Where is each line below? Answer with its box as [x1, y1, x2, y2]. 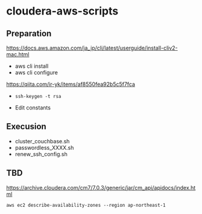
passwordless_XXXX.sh [14, 144, 74, 151]
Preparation [6, 28, 52, 39]
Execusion [6, 122, 46, 132]
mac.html [6, 51, 30, 58]
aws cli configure [14, 69, 58, 76]
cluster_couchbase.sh [14, 137, 70, 144]
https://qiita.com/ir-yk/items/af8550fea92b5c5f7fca [6, 80, 136, 88]
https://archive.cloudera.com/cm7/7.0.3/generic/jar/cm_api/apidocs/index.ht [6, 184, 196, 191]
